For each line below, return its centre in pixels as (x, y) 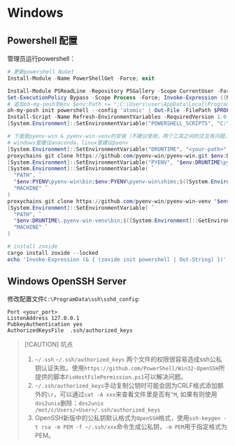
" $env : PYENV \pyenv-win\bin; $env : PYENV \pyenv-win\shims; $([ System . (112, 182)
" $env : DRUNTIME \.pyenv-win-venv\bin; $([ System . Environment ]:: (106, 221)
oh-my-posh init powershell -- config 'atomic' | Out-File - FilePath (109, 111)
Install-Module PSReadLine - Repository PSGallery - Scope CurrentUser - (114, 91)
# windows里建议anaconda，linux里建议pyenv (68, 142)
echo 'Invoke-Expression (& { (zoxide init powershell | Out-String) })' (117, 259)
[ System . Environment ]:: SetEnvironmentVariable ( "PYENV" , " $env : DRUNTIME (114, 162)
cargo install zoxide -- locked (53, 253)
